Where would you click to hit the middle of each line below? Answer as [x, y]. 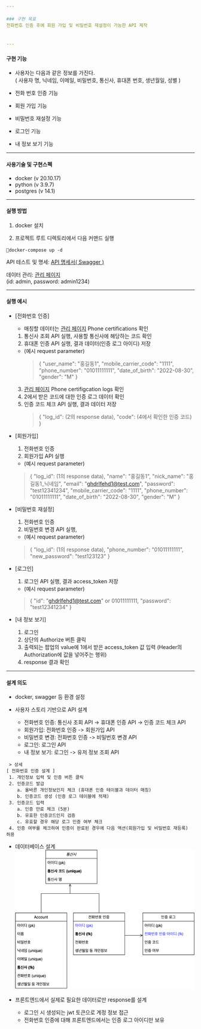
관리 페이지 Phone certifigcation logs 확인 [74, 389]
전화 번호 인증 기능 [36, 93]
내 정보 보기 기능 [34, 144]
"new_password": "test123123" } [70, 556]
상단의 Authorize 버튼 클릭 [55, 640]
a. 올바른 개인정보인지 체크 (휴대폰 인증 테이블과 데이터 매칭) [84, 790]
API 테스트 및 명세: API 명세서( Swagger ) [55, 262]
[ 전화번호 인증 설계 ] [31, 771]
